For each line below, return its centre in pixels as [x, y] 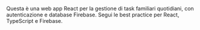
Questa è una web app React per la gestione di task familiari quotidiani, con [100, 9]
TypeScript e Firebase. [34, 21]
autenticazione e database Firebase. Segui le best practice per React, [93, 15]
